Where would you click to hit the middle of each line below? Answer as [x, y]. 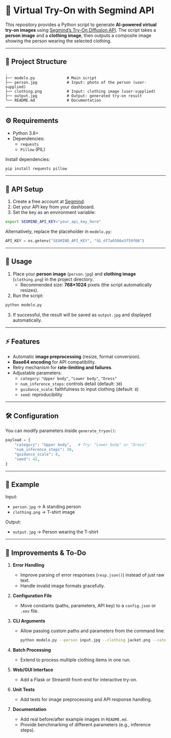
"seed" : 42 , [27, 459]
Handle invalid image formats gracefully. [63, 586]
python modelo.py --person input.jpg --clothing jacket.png [85, 640]
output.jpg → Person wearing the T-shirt [55, 532]
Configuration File [32, 596]
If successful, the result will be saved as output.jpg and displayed [82, 315]
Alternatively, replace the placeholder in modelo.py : [59, 231]
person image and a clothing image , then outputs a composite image [78, 35]
